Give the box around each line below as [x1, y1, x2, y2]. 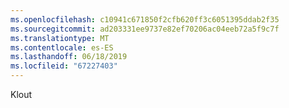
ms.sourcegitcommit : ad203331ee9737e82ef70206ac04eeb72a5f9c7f [10, 24, 280, 34]
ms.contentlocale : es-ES [10, 42, 114, 53]
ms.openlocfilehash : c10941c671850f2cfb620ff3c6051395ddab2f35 [10, 14, 280, 25]
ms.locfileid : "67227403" [10, 61, 118, 71]
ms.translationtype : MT [10, 33, 110, 43]
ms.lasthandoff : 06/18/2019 [10, 52, 128, 62]
